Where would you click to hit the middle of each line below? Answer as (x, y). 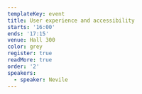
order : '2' (23, 66)
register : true (30, 54)
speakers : (22, 73)
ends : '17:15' (28, 34)
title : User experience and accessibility (71, 20)
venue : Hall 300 (31, 40)
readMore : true (30, 60)
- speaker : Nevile (41, 80)
